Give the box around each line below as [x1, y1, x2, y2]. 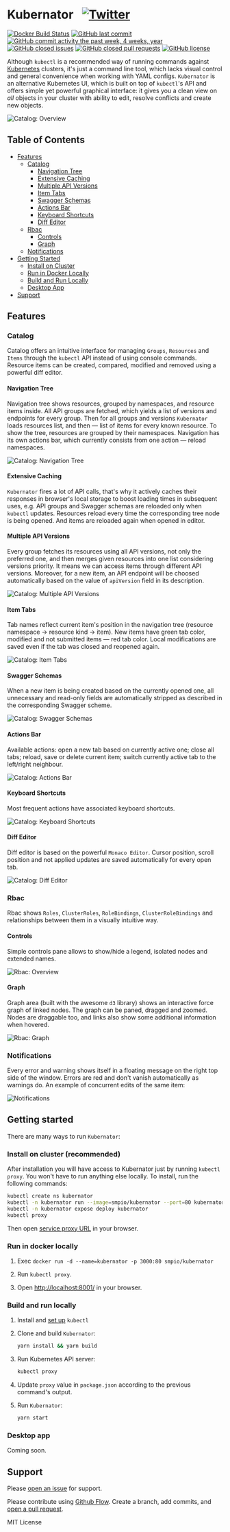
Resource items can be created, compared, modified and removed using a [7, 361, 217, 369]
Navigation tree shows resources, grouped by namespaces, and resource [7, 399, 214, 408]
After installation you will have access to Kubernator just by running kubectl [7, 1165, 220, 1173]
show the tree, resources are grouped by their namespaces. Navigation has [7, 428, 220, 436]
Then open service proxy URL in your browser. [7, 1224, 139, 1233]
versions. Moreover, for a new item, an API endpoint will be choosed [7, 569, 200, 578]
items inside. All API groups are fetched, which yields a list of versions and [7, 406, 217, 415]
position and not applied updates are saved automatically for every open [7, 856, 212, 864]
